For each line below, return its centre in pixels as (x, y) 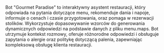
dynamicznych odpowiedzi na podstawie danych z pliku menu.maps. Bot (82, 29)
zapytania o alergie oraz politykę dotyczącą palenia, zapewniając (74, 39)
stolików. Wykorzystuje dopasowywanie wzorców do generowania (75, 23)
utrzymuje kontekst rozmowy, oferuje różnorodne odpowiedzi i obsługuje (82, 34)
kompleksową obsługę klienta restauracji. (49, 45)
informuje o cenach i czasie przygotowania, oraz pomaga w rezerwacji (80, 18)
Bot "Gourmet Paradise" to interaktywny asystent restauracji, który (75, 7)
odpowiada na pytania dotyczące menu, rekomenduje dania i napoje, (78, 13)
